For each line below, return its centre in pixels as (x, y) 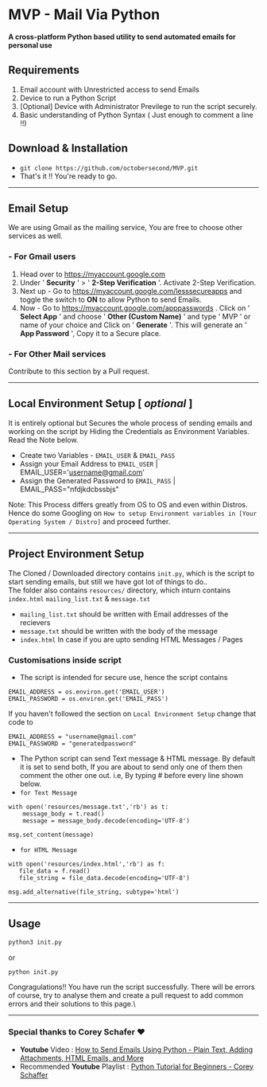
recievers (35, 622)
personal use (31, 45)
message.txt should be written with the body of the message (119, 631)
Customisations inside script (65, 660)
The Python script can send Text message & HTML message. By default (137, 758)
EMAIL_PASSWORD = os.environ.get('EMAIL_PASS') (89, 698)
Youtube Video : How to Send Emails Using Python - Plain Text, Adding (136, 1050)
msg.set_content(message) (51, 835)
